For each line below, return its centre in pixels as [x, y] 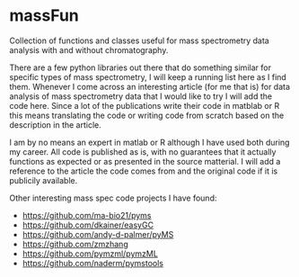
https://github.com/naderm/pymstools [93, 263]
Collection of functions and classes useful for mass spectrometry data [139, 40]
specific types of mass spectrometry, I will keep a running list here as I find [148, 76]
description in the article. [55, 125]
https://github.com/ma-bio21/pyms [87, 215]
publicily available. [44, 180]
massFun [44, 16]
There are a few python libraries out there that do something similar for [141, 67]
